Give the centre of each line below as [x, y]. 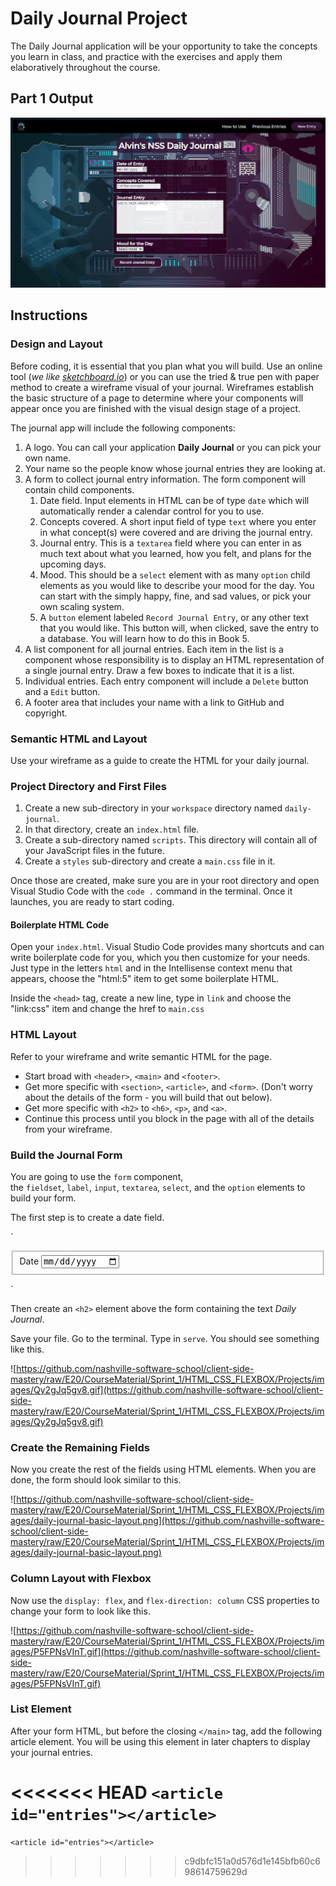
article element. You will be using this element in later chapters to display [160, 1741]
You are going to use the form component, [97, 1176]
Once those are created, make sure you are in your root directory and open [165, 881]
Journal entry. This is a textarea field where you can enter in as [170, 543]
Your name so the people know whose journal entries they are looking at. [175, 468]
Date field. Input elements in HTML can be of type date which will [174, 500]
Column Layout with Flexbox [81, 1579]
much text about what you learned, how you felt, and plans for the [175, 553]
